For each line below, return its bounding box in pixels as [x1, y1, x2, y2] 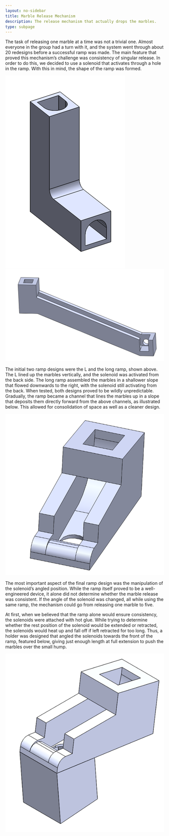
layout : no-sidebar [5, 8, 46, 13]
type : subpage [5, 24, 35, 29]
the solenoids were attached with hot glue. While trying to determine [5, 617, 148, 623]
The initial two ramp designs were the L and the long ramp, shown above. [5, 366, 158, 372]
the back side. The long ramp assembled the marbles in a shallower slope [5, 377, 158, 383]
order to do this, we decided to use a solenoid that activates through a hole [5, 60, 161, 66]
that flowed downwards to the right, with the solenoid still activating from [5, 382, 157, 388]
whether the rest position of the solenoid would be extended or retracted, [5, 622, 158, 628]
